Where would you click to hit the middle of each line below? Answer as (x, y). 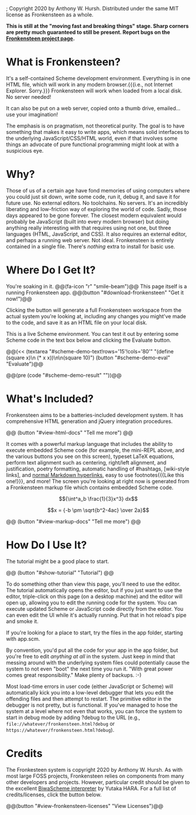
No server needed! (29, 97)
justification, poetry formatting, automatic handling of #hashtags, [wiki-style (98, 469)
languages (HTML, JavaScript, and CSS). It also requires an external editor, (97, 234)
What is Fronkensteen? (63, 62)
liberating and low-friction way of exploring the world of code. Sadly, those (97, 209)
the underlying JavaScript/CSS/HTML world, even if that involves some (92, 138)
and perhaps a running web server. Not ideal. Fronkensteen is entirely (90, 240)
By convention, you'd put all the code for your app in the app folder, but (92, 650)
